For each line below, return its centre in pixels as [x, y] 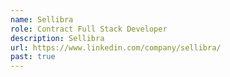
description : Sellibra [57, 38]
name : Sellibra [42, 19]
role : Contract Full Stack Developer [89, 29]
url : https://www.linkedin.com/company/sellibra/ [116, 47]
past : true [33, 57]
